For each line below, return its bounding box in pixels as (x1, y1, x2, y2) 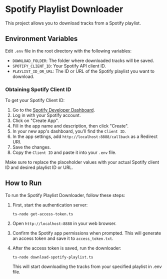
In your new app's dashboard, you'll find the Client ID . (12, 128, 126, 134)
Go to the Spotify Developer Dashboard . (12, 107, 95, 113)
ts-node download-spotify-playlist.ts (12, 254, 93, 259)
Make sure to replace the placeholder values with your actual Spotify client (5, 159, 159, 165)
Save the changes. (12, 144, 51, 150)
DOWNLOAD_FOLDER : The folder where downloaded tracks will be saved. (12, 57, 154, 63)
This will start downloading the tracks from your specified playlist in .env (12, 263, 162, 269)
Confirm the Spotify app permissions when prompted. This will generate (12, 230, 161, 236)
